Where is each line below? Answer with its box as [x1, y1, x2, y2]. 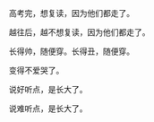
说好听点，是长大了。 [8, 84, 88, 94]
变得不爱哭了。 [8, 65, 64, 75]
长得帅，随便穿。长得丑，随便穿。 [8, 46, 134, 57]
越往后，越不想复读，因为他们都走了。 [8, 27, 150, 38]
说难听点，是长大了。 [8, 103, 88, 114]
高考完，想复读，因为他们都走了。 [8, 8, 134, 18]
